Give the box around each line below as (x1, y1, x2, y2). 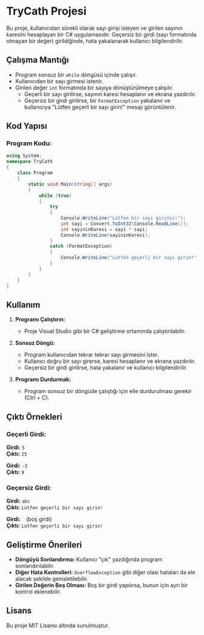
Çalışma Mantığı (6, 55, 69, 65)
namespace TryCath (6, 159, 53, 165)
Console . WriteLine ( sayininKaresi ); (60, 232, 151, 238)
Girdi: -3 (6, 462, 28, 469)
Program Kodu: (6, 139, 52, 148)
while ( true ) (38, 193, 72, 199)
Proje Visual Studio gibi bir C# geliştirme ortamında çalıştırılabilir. (24, 328, 186, 335)
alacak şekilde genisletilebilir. (15, 575, 89, 583)
